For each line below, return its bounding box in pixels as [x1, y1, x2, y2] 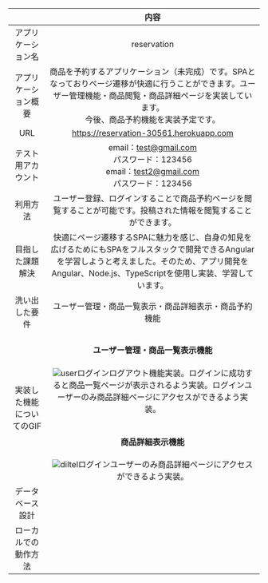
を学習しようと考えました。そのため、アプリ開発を [57, 256, 249, 267]
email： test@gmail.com [108, 142, 197, 153]
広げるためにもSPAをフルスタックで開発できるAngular [50, 244, 255, 255]
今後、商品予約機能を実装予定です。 [85, 114, 221, 125]
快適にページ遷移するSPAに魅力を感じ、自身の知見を [53, 232, 253, 243]
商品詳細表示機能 [120, 437, 185, 448]
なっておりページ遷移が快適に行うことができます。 [49, 78, 240, 89]
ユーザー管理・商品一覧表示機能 [93, 345, 213, 356]
